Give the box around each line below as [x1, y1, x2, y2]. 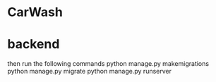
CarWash [7, 4, 64, 20]
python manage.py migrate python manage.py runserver [7, 67, 172, 76]
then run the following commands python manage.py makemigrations [7, 60, 210, 68]
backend [7, 36, 60, 53]
